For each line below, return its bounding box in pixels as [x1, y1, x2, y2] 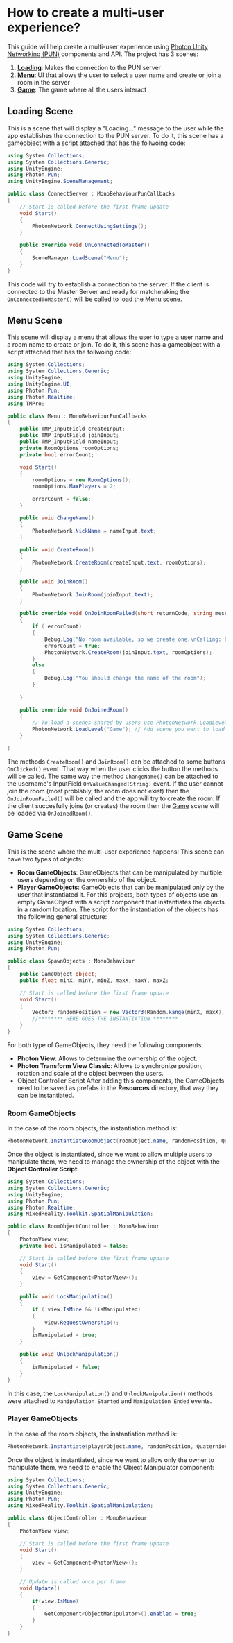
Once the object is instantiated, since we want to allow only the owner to [7, 1455, 215, 1464]
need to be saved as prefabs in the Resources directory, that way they [17, 1083, 219, 1092]
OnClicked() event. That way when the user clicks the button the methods [7, 764, 218, 773]
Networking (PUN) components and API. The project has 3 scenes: [7, 50, 199, 58]
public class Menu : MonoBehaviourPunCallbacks [7, 413, 148, 420]
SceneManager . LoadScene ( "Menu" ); [32, 255, 129, 261]
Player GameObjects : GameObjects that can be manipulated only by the [17, 883, 225, 891]
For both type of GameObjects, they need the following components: [7, 1040, 203, 1049]
